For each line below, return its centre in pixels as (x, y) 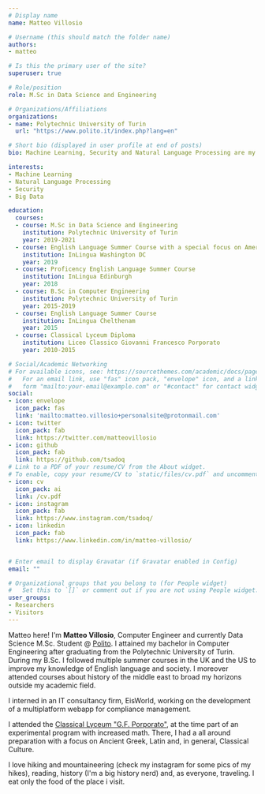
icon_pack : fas (40, 408)
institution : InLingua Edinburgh (77, 277)
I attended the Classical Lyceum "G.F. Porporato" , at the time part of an (123, 724)
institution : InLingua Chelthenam (79, 320)
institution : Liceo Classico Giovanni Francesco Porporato (121, 343)
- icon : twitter (35, 423)
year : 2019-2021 (49, 240)
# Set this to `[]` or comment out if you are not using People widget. (134, 590)
